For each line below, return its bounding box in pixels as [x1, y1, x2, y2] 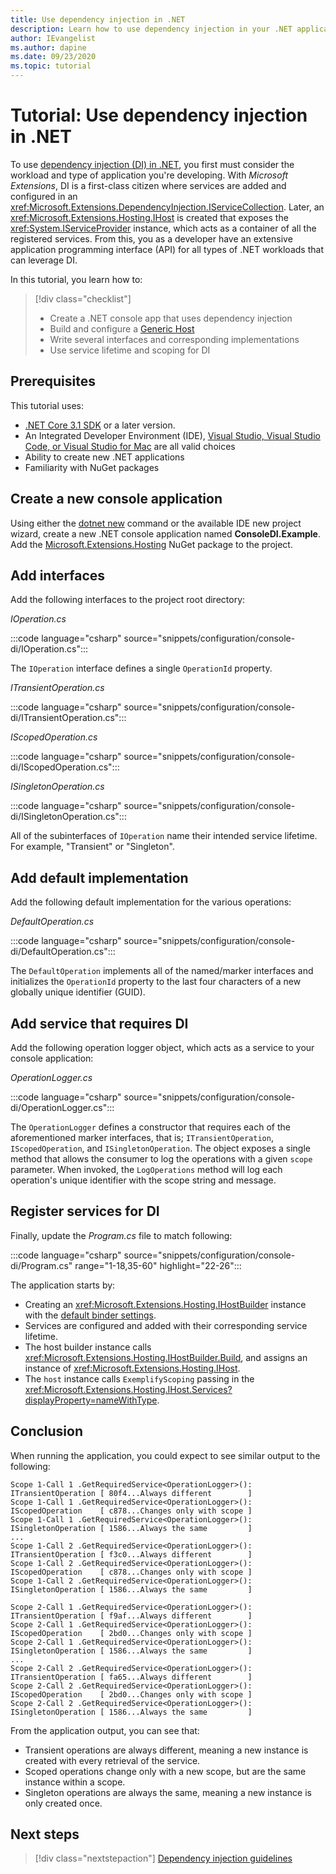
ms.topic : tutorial [10, 61, 92, 71]
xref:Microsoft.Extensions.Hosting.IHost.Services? [24, 1383, 233, 1395]
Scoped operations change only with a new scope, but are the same [24, 1765, 307, 1777]
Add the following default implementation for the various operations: [10, 896, 292, 908]
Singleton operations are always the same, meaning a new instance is [24, 1786, 312, 1798]
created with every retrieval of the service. [24, 1754, 201, 1766]
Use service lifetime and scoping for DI [49, 344, 211, 356]
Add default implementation [10, 869, 189, 886]
